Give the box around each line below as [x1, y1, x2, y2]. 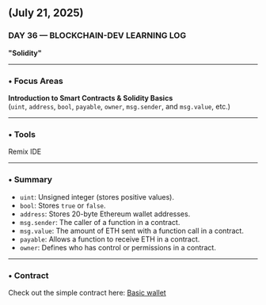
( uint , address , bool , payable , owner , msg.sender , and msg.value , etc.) [8, 101, 231, 111]
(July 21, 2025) [8, 6, 85, 20]
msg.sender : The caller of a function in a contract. [19, 217, 180, 227]
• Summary [8, 174, 53, 185]
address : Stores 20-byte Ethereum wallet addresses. [19, 209, 191, 219]
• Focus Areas [8, 75, 63, 86]
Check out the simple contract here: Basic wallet [8, 288, 166, 297]
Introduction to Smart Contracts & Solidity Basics [8, 93, 173, 102]
